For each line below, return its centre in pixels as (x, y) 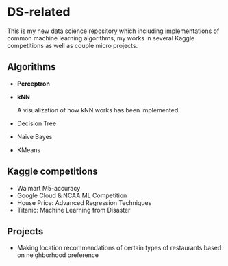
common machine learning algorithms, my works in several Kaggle (101, 38)
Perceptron (33, 84)
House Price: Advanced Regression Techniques (84, 202)
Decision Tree (37, 123)
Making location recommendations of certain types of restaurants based (119, 248)
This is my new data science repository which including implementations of (113, 31)
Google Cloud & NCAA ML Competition (72, 195)
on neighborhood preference (58, 255)
